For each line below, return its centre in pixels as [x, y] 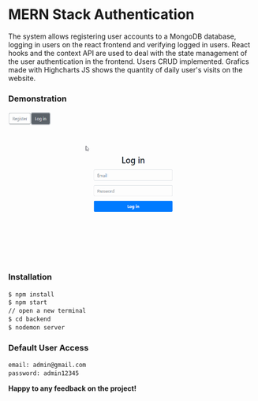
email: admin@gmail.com [47, 365]
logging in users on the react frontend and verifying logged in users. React [129, 44]
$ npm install [32, 294]
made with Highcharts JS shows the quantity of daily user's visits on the [125, 69]
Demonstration [37, 98]
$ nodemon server [37, 328]
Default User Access [49, 347]
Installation [30, 277]
